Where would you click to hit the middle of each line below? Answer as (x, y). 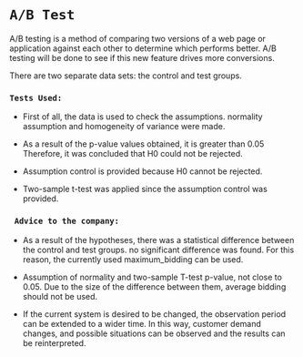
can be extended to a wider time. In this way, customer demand (142, 323)
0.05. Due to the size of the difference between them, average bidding (154, 286)
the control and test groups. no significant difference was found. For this (158, 250)
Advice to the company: (67, 221)
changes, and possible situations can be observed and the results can (154, 333)
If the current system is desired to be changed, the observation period (154, 314)
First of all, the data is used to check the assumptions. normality (142, 117)
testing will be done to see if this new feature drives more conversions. (142, 57)
